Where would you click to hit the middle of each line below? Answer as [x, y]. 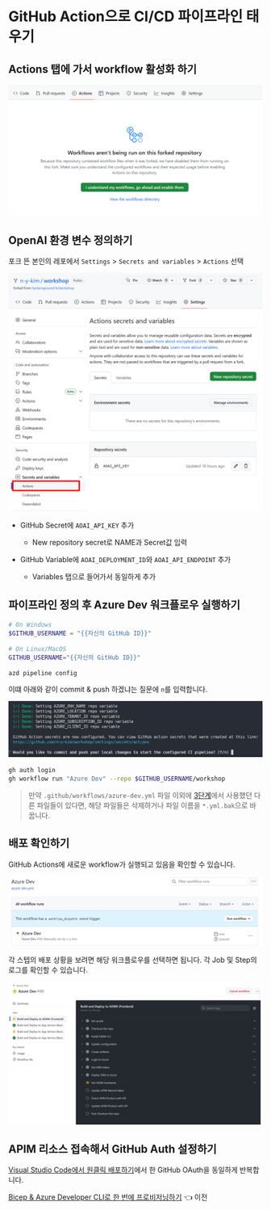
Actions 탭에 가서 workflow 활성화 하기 [103, 69]
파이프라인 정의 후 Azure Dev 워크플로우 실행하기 [124, 605]
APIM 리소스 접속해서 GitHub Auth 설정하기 [113, 1149]
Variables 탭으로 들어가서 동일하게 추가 [94, 577]
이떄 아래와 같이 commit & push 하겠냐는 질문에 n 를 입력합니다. [108, 689]
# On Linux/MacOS [38, 649]
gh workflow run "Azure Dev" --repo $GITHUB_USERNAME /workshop [117, 779]
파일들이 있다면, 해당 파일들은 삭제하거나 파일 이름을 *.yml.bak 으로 [142, 805]
